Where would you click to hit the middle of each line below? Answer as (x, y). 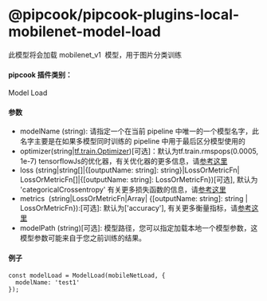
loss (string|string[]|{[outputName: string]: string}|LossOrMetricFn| (130, 170)
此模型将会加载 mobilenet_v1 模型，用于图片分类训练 (95, 54)
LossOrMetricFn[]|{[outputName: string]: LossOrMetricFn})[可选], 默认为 (139, 180)
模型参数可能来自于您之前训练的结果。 (82, 238)
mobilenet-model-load (84, 32)
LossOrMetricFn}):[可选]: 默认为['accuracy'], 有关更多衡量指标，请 (129, 208)
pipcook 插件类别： (41, 74)
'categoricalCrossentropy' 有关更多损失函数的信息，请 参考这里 (123, 190)
